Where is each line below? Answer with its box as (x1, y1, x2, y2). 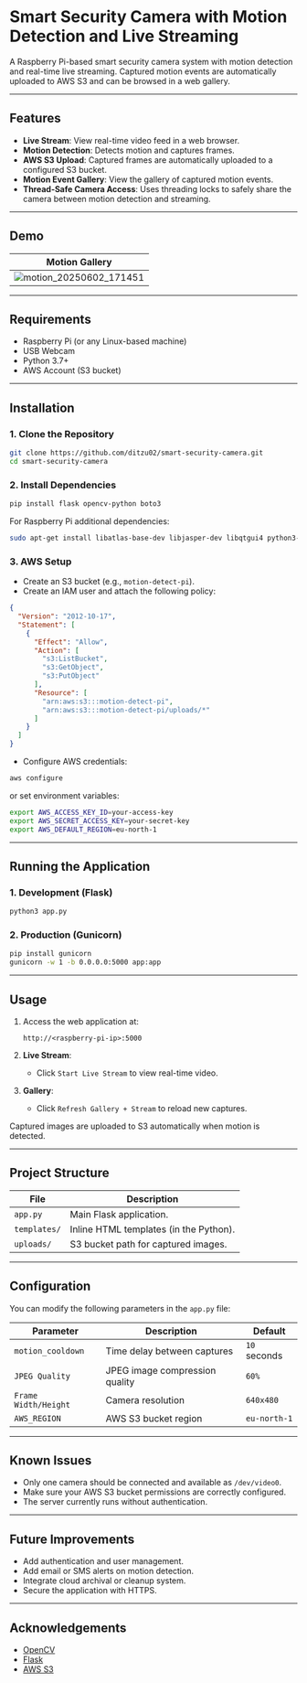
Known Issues (9, 1453, 92, 1468)
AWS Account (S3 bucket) (22, 365, 122, 376)
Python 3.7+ (22, 355, 69, 367)
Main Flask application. (69, 1207, 169, 1220)
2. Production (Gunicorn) (9, 928, 122, 941)
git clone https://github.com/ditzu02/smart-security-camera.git (9, 448, 263, 458)
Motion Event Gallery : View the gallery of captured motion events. (22, 174, 274, 185)
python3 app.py (9, 907, 68, 917)
